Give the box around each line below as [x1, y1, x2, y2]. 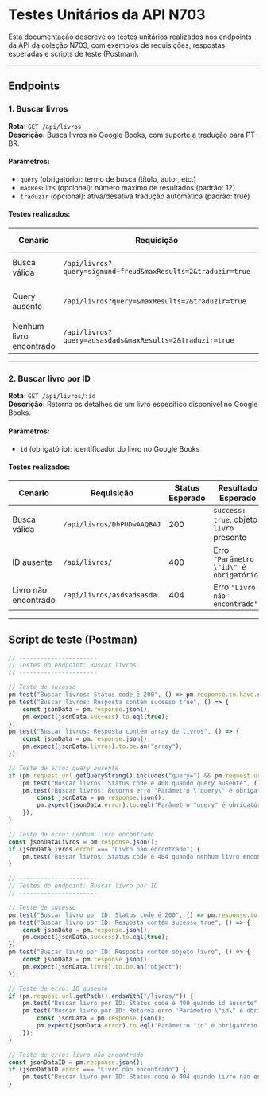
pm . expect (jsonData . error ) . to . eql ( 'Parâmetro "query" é [37, 801, 226, 809]
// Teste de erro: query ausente [8, 764, 119, 772]
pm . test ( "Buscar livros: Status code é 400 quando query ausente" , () [22, 779, 261, 787]
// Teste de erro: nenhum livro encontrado [8, 830, 155, 838]
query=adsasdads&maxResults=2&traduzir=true [63, 336, 234, 345]
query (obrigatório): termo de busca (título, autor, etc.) [19, 174, 196, 184]
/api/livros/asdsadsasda [63, 590, 157, 599]
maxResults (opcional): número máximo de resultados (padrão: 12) [19, 182, 236, 192]
